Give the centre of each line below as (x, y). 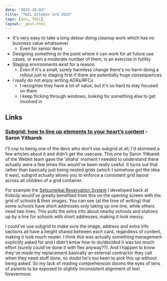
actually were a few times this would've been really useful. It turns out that (82, 164)
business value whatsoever (40, 43)
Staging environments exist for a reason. (54, 64)
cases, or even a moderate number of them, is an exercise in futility (82, 59)
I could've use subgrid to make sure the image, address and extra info (77, 226)
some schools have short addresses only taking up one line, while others (80, 206)
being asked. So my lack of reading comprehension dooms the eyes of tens (83, 263)
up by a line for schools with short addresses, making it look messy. (75, 216)
